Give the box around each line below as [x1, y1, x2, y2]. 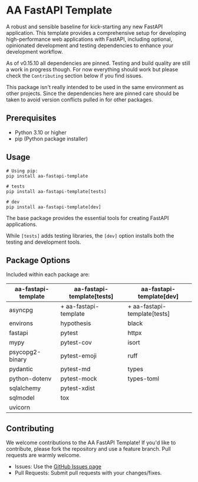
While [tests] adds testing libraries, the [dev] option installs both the [6, 232, 174, 239]
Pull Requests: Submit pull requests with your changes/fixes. [14, 470, 162, 477]
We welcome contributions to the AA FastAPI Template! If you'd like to [6, 439, 176, 446]
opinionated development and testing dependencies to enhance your [6, 42, 174, 49]
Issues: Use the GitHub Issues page [14, 463, 102, 470]
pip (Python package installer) [14, 135, 88, 142]
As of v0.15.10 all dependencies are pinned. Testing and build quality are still [6, 60, 190, 67]
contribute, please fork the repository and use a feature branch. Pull [6, 445, 171, 453]
